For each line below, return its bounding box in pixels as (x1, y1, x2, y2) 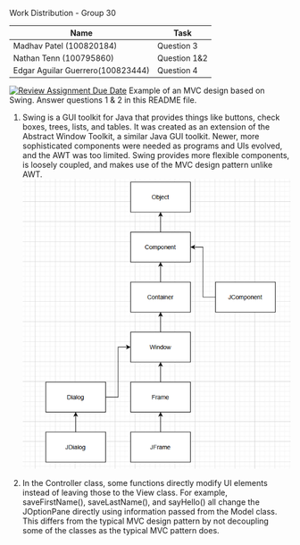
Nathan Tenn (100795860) (12, 53, 114, 63)
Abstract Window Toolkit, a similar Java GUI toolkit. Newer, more (21, 130, 260, 141)
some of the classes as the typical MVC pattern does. (21, 524, 221, 535)
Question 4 (157, 65, 198, 76)
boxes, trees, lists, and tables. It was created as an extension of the (21, 121, 271, 132)
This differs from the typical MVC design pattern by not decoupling (21, 516, 270, 526)
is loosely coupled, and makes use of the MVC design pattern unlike (21, 159, 273, 170)
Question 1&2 (157, 53, 208, 63)
